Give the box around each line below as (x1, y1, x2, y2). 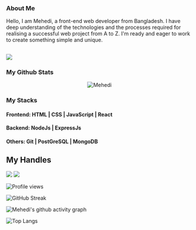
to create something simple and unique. (6, 37, 103, 44)
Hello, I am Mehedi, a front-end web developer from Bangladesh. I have (6, 18, 181, 25)
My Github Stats (6, 68, 54, 76)
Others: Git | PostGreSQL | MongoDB (6, 138, 98, 145)
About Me (6, 4, 36, 12)
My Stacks (6, 96, 37, 104)
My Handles (6, 155, 52, 165)
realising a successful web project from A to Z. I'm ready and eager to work (6, 30, 191, 37)
